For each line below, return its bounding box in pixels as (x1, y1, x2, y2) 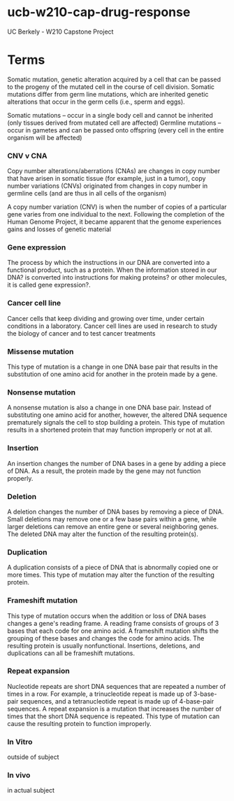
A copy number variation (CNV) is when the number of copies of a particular (7, 203, 227, 211)
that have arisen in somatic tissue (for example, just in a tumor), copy (7, 174, 206, 183)
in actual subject (7, 786, 54, 795)
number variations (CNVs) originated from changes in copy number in (7, 182, 208, 190)
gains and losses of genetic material (7, 225, 112, 233)
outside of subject (7, 753, 59, 761)
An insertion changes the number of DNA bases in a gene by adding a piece (7, 459, 226, 467)
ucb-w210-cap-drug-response (7, 4, 191, 20)
